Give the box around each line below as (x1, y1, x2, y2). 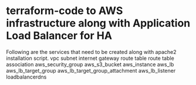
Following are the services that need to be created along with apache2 (6, 48, 177, 55)
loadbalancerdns (6, 73, 47, 80)
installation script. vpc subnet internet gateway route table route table (6, 55, 174, 62)
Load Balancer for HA (6, 29, 113, 42)
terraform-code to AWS (6, 4, 123, 18)
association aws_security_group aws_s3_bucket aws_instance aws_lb (6, 60, 174, 68)
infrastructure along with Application (6, 16, 191, 30)
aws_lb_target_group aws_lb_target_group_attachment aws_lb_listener (6, 67, 176, 74)
